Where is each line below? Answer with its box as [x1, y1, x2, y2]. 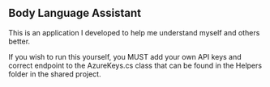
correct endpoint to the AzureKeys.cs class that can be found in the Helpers [8, 60, 262, 70]
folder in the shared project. [8, 68, 101, 79]
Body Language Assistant [8, 6, 142, 20]
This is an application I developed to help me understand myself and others [8, 27, 260, 37]
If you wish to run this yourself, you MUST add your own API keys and [8, 52, 242, 61]
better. [8, 36, 31, 46]
